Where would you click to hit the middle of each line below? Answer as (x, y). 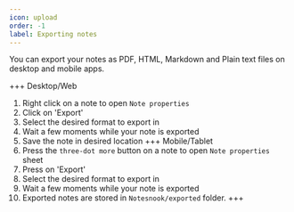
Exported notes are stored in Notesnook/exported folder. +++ (133, 198)
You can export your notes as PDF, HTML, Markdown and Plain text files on (147, 60)
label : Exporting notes (53, 34)
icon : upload (33, 17)
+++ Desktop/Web (43, 86)
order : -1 (28, 26)
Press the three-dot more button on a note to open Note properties (146, 151)
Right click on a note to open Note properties (106, 103)
